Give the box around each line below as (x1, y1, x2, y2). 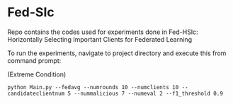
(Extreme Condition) (7, 70, 67, 79)
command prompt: (7, 56, 62, 64)
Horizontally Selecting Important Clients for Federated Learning (7, 35, 193, 43)
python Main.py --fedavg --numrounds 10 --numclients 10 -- (7, 83, 189, 91)
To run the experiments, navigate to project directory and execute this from (7, 49, 227, 57)
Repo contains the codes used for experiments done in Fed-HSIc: (7, 28, 198, 36)
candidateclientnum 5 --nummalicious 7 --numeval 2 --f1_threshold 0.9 (7, 90, 223, 97)
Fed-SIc (7, 4, 55, 21)
